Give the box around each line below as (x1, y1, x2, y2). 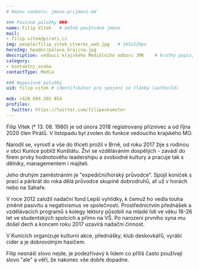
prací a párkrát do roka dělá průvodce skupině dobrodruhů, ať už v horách (6, 177, 188, 184)
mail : (6, 30, 20, 36)
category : (6, 57, 31, 64)
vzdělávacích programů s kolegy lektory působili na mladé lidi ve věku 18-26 (6, 208, 192, 215)
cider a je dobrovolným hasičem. (6, 238, 86, 245)
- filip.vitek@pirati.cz (6, 36, 68, 42)
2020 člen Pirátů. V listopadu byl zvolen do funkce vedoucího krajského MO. (6, 129, 193, 136)
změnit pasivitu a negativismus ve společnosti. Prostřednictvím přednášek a (6, 201, 192, 209)
